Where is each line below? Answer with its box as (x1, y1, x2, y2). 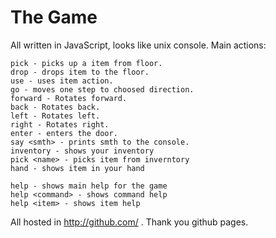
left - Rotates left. (10, 111, 101, 121)
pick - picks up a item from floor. (10, 58, 163, 68)
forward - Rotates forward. (10, 93, 128, 103)
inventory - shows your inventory (10, 146, 155, 156)
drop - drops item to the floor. (10, 67, 150, 77)
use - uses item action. (10, 76, 114, 86)
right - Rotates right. (10, 119, 110, 130)
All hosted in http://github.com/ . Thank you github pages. (10, 216, 249, 228)
